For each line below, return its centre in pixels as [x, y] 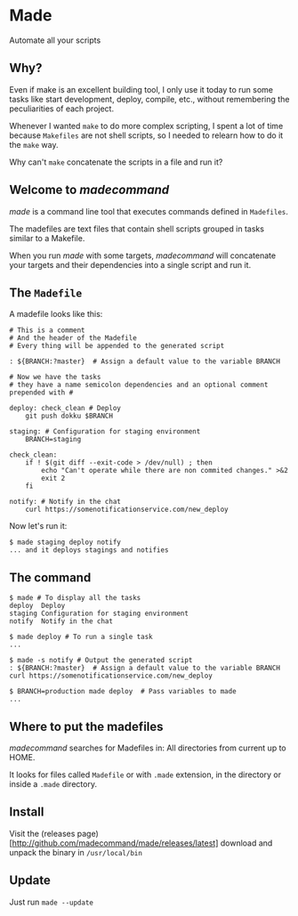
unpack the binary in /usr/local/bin [76, 852]
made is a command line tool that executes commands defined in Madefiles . [149, 211]
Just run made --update [52, 902]
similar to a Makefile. [47, 238]
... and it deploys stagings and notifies [89, 550]
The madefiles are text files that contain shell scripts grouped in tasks [137, 229]
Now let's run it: [38, 526]
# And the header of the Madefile [73, 338]
